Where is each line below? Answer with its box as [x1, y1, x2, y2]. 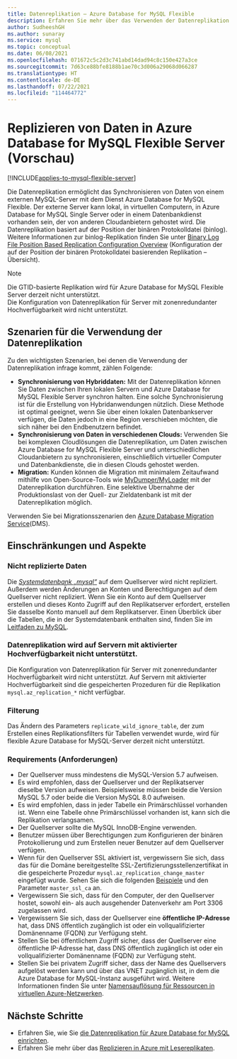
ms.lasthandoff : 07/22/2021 [7, 83, 91, 90]
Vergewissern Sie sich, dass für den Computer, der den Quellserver [17, 891, 214, 900]
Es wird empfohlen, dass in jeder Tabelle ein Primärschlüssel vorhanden [17, 801, 228, 809]
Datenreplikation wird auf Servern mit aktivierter [7, 640, 178, 650]
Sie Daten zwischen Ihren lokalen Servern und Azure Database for [17, 385, 211, 393]
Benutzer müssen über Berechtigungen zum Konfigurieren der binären [17, 831, 223, 840]
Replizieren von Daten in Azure [7, 120, 192, 136]
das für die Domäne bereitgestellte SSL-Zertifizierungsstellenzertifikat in [17, 861, 229, 869]
